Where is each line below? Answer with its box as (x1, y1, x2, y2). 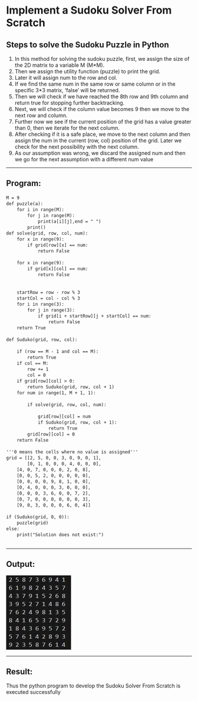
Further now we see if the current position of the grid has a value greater (14, 118, 192, 125)
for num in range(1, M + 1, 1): (16, 390, 96, 396)
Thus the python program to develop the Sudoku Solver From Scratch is (6, 682, 181, 689)
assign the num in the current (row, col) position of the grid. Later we (14, 137, 181, 144)
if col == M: (16, 360, 49, 366)
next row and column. (14, 112, 68, 119)
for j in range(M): (27, 212, 75, 219)
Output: (6, 559, 35, 569)
